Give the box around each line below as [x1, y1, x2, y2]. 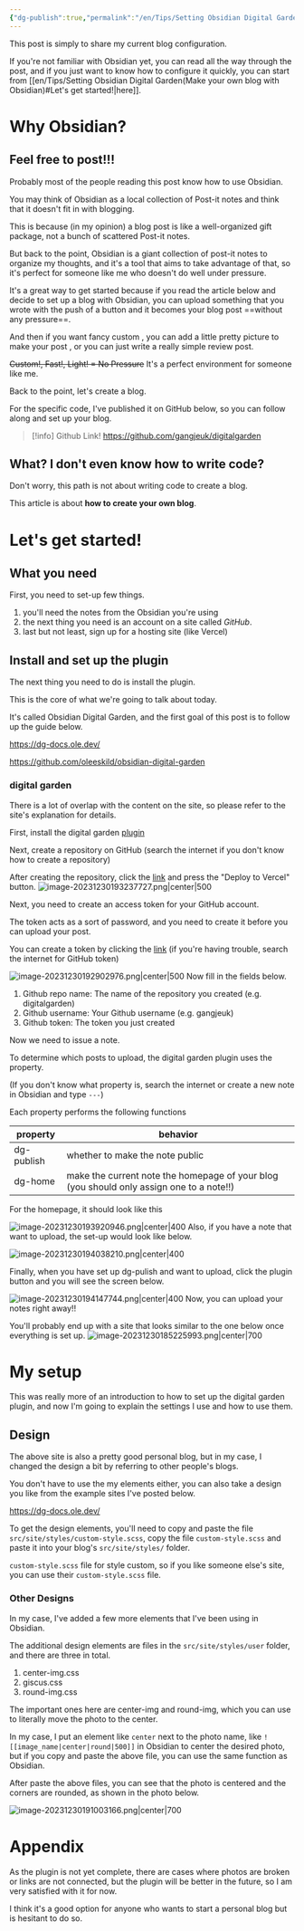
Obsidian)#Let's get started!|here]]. [9, 84, 142, 95]
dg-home [14, 1174, 56, 1187]
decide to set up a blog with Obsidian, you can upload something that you [9, 294, 285, 305]
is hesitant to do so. [9, 1912, 83, 1924]
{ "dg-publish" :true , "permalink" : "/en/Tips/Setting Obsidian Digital [9, 13, 273, 23]
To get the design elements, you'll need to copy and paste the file [9, 1523, 253, 1534]
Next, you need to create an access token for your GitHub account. [9, 898, 260, 910]
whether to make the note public [66, 1149, 204, 1161]
